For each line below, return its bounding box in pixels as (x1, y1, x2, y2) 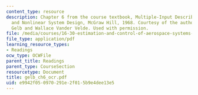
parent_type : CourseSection (6, 63, 75, 70)
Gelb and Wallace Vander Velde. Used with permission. (11, 25, 149, 31)
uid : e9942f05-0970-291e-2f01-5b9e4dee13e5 (6, 80, 115, 86)
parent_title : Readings (6, 58, 65, 64)
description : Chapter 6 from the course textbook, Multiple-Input (6, 14, 173, 20)
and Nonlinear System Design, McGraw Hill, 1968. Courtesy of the (11, 19, 178, 25)
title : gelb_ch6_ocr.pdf (6, 74, 67, 80)
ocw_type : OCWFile (6, 53, 51, 58)
